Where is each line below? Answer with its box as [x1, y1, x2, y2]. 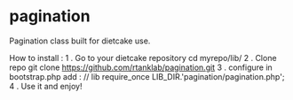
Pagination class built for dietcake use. [9, 35, 151, 46]
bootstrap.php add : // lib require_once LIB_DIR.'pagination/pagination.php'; [9, 71, 285, 81]
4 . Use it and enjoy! [9, 81, 83, 91]
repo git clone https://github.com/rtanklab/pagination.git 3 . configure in [9, 62, 273, 73]
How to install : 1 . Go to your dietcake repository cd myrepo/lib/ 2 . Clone [9, 52, 277, 63]
